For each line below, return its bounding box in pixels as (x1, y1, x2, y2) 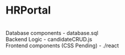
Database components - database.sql (5, 29, 99, 36)
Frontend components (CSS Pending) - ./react (5, 42, 119, 49)
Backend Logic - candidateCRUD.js (5, 35, 93, 43)
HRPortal (5, 4, 51, 17)
